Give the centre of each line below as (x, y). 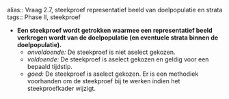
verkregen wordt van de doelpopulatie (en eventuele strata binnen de (118, 38)
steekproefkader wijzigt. (61, 88)
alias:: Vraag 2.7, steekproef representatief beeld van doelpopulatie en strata (115, 10)
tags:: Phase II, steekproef (44, 17)
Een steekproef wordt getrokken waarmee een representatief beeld (115, 30)
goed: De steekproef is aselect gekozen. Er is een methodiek (113, 74)
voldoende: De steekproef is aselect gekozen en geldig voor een (118, 59)
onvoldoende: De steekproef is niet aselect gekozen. (101, 52)
